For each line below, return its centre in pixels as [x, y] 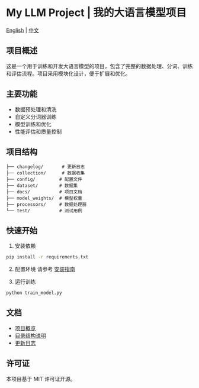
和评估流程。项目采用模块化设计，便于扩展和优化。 [68, 73]
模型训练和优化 [33, 124]
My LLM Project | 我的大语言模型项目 [96, 13]
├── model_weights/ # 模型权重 [44, 198]
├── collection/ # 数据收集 [46, 173]
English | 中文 [23, 30]
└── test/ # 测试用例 [44, 211]
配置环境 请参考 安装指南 [45, 269]
